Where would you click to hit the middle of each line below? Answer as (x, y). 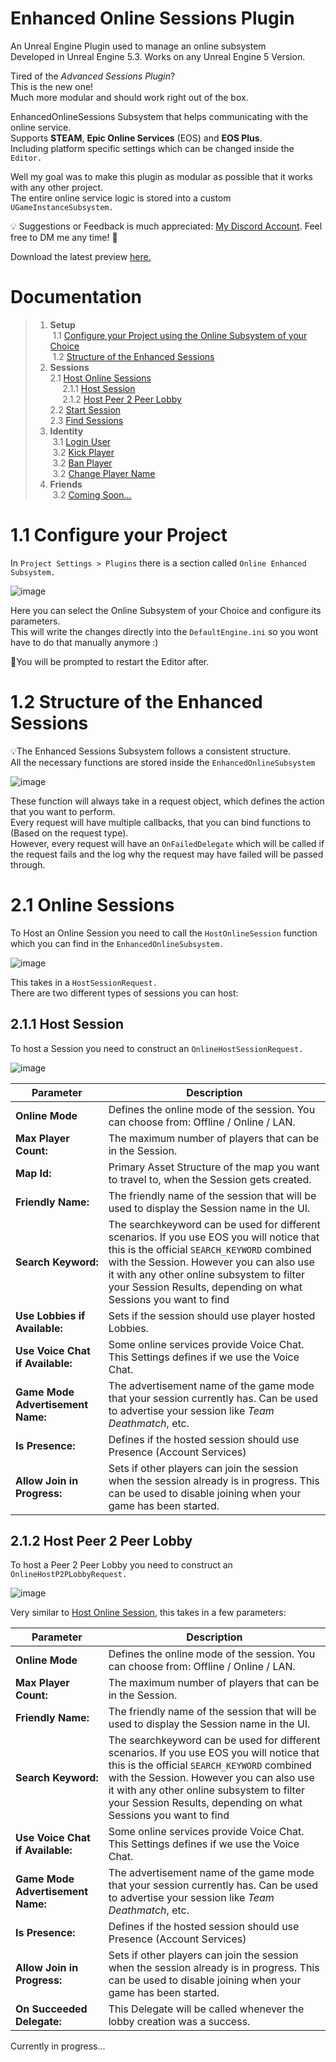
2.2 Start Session (85, 409)
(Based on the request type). (69, 833)
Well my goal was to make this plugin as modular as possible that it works (162, 176)
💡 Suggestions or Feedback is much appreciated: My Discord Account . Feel (166, 226)
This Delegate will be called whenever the (206, 2009)
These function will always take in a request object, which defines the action (167, 801)
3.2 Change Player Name (104, 473)
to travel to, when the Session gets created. (210, 1179)
